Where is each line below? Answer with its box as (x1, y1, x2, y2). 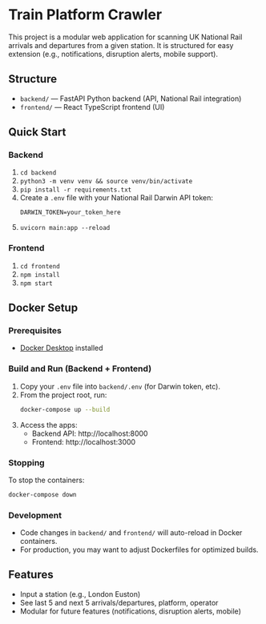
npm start (19, 279, 54, 288)
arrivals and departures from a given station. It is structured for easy (8, 40, 234, 50)
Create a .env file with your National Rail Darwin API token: (19, 193, 214, 203)
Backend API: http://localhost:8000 (31, 429, 148, 438)
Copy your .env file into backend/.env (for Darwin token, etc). (19, 381, 221, 391)
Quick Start (8, 126, 66, 139)
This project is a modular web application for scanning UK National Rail (8, 32, 243, 42)
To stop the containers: (8, 475, 85, 485)
